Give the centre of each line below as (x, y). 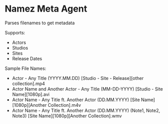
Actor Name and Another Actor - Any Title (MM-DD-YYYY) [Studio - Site (87, 89)
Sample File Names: (26, 68)
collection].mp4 (28, 84)
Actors (19, 42)
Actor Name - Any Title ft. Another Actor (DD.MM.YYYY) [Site (76, 100)
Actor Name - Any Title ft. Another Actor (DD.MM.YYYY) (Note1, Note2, (86, 110)
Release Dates (27, 58)
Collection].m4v (65, 105)
